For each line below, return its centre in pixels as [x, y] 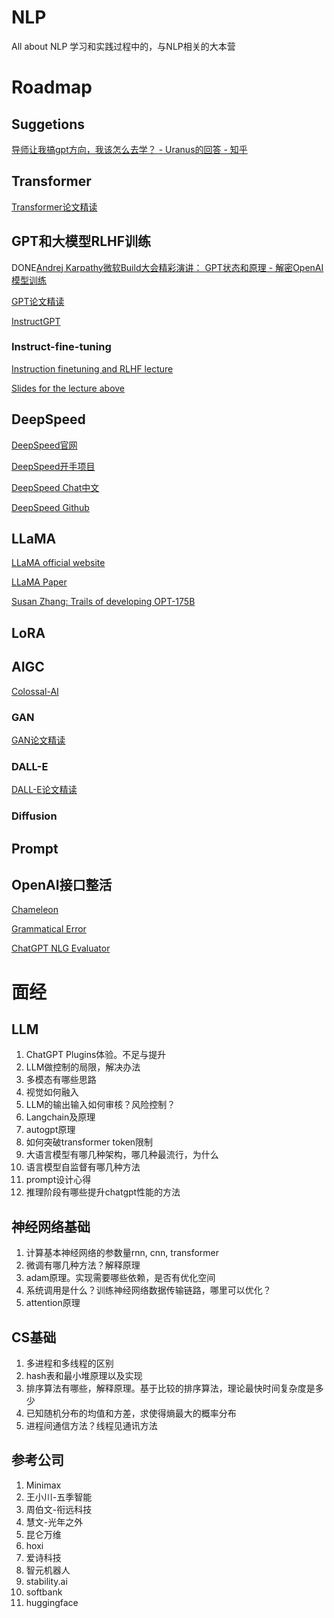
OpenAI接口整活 [62, 884]
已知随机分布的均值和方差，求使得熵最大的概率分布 [131, 1413]
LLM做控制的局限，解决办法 [83, 1067]
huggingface [52, 1602]
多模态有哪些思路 [61, 1080]
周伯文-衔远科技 [59, 1509]
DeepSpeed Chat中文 [55, 487]
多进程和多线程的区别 [69, 1363]
